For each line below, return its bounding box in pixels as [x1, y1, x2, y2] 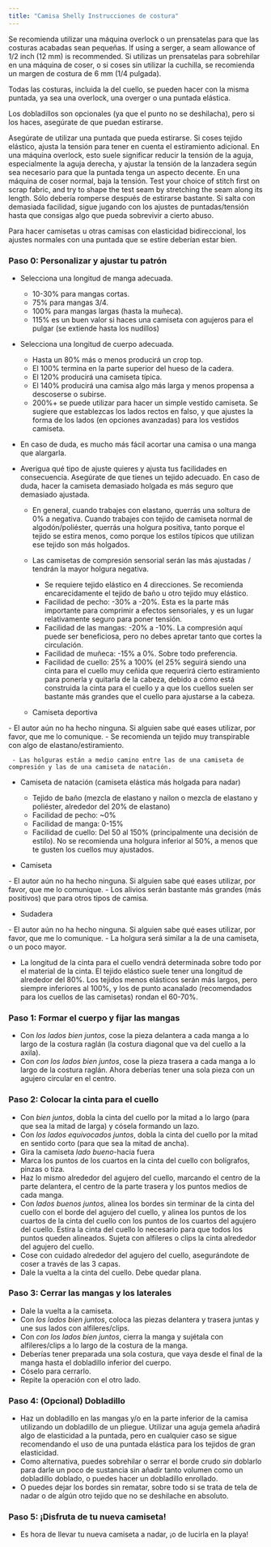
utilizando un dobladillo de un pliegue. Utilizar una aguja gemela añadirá [19, 1422, 260, 1432]
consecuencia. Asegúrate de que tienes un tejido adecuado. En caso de [19, 472, 260, 482]
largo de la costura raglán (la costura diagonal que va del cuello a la [19, 1039, 247, 1049]
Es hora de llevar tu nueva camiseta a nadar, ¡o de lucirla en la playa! [19, 1529, 249, 1540]
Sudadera [19, 908, 53, 918]
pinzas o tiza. [19, 1164, 65, 1173]
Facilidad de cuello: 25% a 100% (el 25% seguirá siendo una [44, 657, 247, 667]
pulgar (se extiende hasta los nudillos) [32, 323, 160, 333]
